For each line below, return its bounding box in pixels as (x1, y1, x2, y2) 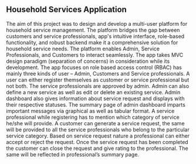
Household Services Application (6, 5, 127, 15)
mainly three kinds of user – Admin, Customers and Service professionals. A (6, 70, 190, 77)
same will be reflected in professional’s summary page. (6, 151, 140, 158)
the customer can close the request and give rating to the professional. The (6, 145, 189, 152)
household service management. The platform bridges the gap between (6, 26, 180, 33)
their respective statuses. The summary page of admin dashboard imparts (6, 101, 186, 108)
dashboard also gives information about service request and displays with (6, 95, 185, 102)
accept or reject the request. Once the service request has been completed (6, 138, 189, 145)
